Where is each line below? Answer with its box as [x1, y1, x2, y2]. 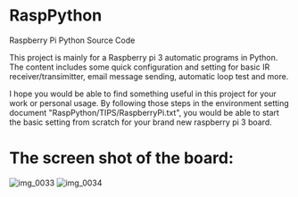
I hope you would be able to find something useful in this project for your [9, 88, 277, 99]
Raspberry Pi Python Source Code [9, 35, 136, 45]
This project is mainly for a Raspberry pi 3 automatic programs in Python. [9, 52, 278, 62]
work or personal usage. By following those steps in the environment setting [9, 97, 290, 108]
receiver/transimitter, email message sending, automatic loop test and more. [9, 70, 289, 81]
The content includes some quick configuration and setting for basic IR [9, 62, 270, 72]
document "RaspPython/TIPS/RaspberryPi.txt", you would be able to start [9, 107, 279, 118]
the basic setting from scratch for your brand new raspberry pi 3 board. [9, 117, 272, 127]
